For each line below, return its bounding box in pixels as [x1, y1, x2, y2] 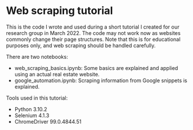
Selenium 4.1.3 [14, 112, 50, 119]
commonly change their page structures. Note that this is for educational [6, 36, 181, 43]
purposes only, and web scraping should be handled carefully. [6, 42, 156, 49]
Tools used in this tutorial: [6, 94, 68, 101]
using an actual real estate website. [14, 71, 100, 78]
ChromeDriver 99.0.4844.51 [14, 118, 82, 125]
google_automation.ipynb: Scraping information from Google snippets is [14, 77, 188, 84]
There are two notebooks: [6, 53, 68, 60]
